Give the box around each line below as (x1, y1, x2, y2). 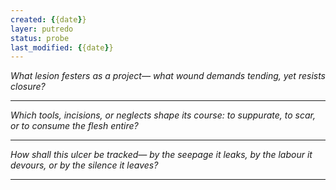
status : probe (10, 33, 70, 43)
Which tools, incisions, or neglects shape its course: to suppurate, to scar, (10, 109, 316, 121)
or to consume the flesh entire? (10, 120, 139, 132)
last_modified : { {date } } (10, 42, 114, 53)
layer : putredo (10, 24, 74, 34)
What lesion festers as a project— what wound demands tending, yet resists (10, 70, 327, 82)
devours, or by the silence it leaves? (10, 159, 159, 171)
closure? (10, 81, 46, 93)
